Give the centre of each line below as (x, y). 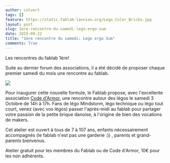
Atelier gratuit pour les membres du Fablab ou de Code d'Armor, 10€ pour (82, 150)
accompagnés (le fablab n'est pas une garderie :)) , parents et (70, 135)
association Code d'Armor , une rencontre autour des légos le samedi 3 (80, 98)
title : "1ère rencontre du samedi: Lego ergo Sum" (60, 39)
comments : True (21, 43)
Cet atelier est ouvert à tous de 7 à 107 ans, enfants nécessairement (77, 130)
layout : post (19, 24)
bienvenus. (34, 141)
